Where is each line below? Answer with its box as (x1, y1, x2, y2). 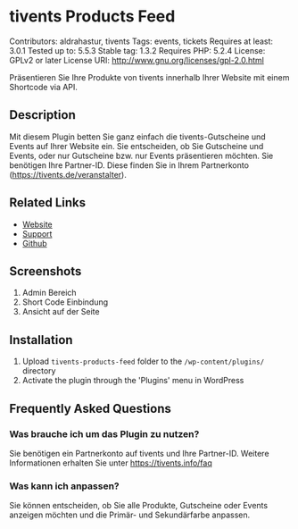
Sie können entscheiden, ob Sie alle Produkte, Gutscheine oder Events (9, 500, 269, 511)
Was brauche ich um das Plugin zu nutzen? (9, 427, 200, 440)
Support (21, 228, 53, 239)
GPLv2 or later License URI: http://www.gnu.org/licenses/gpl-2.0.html (9, 55, 265, 65)
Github (21, 238, 47, 248)
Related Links (9, 195, 87, 211)
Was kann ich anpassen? (9, 480, 120, 492)
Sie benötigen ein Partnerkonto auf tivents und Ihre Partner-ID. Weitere (9, 448, 269, 458)
